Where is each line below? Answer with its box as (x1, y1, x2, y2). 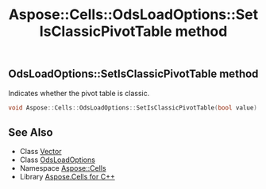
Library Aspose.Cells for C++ (19, 172, 115, 182)
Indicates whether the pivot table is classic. (8, 88, 150, 98)
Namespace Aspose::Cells (19, 164, 106, 173)
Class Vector (19, 147, 62, 156)
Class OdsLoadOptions (19, 155, 95, 164)
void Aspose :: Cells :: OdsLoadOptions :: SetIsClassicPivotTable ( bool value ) (8, 103, 258, 112)
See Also (8, 125, 53, 139)
